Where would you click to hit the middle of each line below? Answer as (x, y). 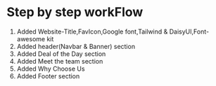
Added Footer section (48, 76)
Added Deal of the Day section (61, 54)
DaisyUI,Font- (189, 31)
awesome (31, 38)
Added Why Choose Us (51, 69)
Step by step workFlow (75, 12)
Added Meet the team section (60, 61)
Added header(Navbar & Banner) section (76, 46)
